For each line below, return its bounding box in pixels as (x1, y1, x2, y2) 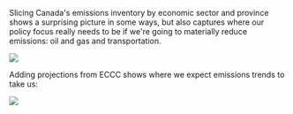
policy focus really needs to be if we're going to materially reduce (9, 27, 248, 36)
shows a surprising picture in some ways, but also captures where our (9, 17, 265, 27)
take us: (9, 79, 38, 89)
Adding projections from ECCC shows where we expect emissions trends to (9, 70, 285, 80)
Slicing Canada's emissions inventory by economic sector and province (9, 8, 269, 18)
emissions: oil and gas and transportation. (9, 35, 162, 46)
